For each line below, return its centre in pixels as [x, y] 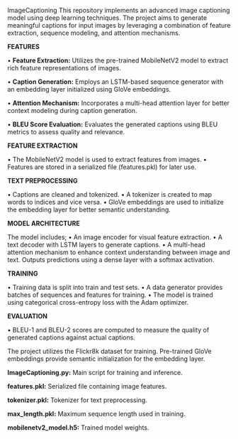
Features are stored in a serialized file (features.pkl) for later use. [102, 167]
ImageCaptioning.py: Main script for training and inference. [95, 373]
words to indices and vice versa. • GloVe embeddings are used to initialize [116, 202]
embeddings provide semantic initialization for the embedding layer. [106, 359]
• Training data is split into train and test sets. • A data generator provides [115, 287]
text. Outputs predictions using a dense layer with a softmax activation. [111, 260]
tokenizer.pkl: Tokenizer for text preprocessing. [77, 400]
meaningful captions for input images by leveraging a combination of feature [119, 25]
